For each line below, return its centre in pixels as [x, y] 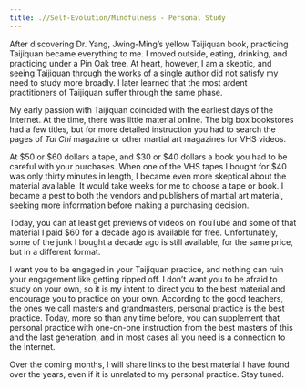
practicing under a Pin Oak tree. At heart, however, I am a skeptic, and [141, 63]
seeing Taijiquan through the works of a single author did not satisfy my [144, 73]
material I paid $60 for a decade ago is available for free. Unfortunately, [143, 232]
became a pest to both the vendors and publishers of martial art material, [147, 195]
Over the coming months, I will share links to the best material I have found [149, 364]
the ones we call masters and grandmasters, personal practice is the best [147, 308]
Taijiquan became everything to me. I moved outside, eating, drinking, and [148, 53]
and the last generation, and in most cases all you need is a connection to [148, 337]
